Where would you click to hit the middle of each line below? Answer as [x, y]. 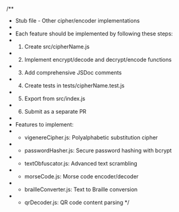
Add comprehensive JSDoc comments [73, 72]
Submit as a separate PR [55, 111]
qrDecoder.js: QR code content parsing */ [77, 202]
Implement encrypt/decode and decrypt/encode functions [98, 60]
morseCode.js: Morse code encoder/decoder [82, 176]
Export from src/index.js [55, 98]
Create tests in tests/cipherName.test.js [74, 86]
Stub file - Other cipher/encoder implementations [77, 20]
